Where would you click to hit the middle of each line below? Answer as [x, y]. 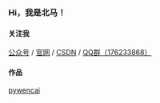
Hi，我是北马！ [37, 12]
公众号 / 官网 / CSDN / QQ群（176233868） [80, 53]
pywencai [24, 90]
